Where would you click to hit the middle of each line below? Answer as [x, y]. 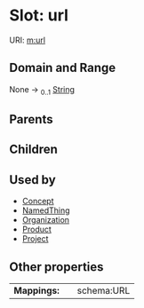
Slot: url [39, 16]
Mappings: [37, 290]
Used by [32, 180]
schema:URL [104, 290]
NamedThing [46, 210]
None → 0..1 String [42, 90]
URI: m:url [28, 40]
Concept [38, 201]
